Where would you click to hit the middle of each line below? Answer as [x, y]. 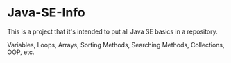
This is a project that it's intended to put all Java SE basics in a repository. [113, 32]
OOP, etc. [21, 52]
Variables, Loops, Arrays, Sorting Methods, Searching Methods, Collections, [116, 45]
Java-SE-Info [46, 13]
